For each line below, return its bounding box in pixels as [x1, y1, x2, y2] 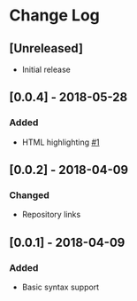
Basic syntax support [21, 281, 100, 293]
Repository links [21, 210, 81, 220]
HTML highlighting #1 [21, 137, 100, 147]
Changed [9, 189, 50, 201]
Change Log [9, 5, 100, 26]
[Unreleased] [9, 41, 84, 56]
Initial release [21, 64, 71, 75]
